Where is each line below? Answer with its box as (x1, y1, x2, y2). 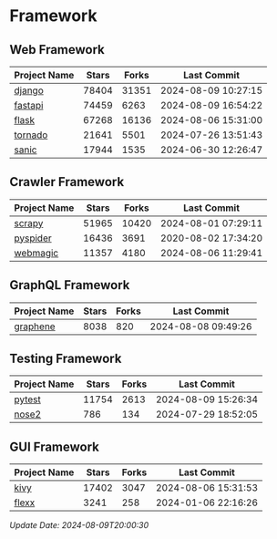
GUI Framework (9, 439, 100, 454)
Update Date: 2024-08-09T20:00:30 (9, 520, 149, 531)
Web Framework (9, 42, 105, 57)
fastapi (14, 99, 44, 111)
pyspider (14, 232, 52, 244)
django (14, 84, 44, 97)
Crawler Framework (9, 174, 125, 190)
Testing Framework (9, 351, 122, 367)
